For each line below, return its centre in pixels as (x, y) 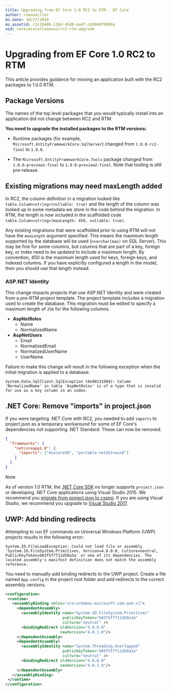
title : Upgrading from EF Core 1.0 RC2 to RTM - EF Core (67, 10)
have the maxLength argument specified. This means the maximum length (82, 235)
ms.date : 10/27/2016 (27, 19)
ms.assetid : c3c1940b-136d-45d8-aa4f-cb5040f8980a (60, 24)
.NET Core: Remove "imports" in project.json (78, 406)
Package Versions (35, 101)
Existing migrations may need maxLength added (84, 186)
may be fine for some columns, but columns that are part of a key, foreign (83, 247)
